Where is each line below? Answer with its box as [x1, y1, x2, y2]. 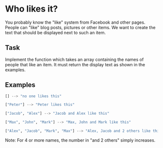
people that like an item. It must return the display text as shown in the [5, 61, 146, 67]
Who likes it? [5, 3, 58, 15]
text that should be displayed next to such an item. [5, 30, 106, 35]
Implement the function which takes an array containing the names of [5, 57, 144, 62]
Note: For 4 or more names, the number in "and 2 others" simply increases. [5, 137, 156, 143]
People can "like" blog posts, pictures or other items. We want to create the [5, 24, 156, 30]
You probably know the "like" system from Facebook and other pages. [5, 19, 146, 25]
